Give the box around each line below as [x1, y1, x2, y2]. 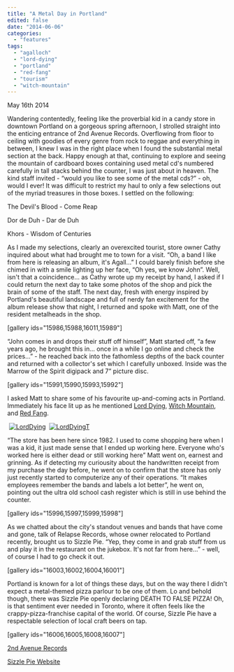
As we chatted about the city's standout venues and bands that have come [7, 523, 224, 531]
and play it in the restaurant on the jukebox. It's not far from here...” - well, [7, 545, 220, 554]
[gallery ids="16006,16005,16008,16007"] [7, 631, 126, 639]
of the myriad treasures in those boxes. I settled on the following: [7, 189, 194, 197]
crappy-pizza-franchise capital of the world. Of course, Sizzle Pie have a [7, 610, 217, 618]
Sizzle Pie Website [7, 657, 61, 666]
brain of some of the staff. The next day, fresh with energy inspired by [7, 288, 209, 296]
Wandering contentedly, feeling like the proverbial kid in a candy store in [7, 115, 215, 123]
